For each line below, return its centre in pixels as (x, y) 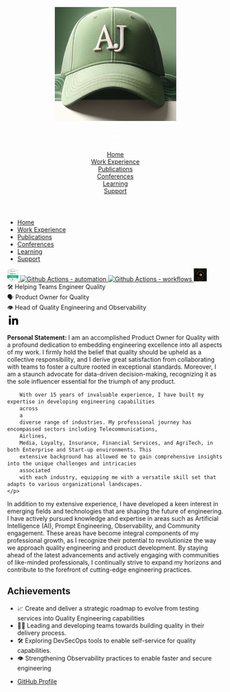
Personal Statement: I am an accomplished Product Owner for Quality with (113, 337)
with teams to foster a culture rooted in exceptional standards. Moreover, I (112, 367)
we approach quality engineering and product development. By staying (107, 548)
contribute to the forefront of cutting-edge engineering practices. (100, 570)
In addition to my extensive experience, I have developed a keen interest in (113, 504)
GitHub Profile (37, 681)
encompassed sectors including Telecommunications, (82, 429)
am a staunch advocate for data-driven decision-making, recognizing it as (112, 374)
